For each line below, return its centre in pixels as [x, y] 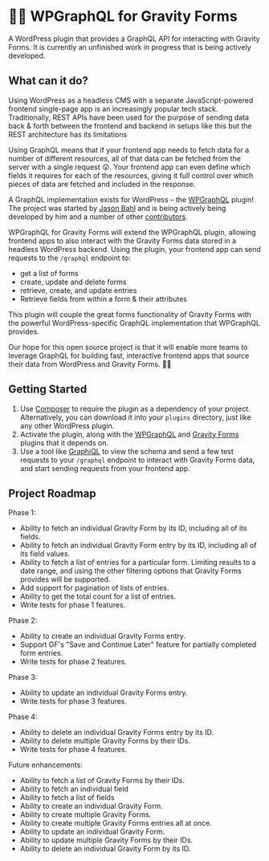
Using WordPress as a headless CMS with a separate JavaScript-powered [131, 100]
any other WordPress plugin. [67, 425]
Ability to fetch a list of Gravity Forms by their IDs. [102, 781]
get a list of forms [49, 273]
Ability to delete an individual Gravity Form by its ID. [105, 849]
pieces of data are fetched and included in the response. [102, 184]
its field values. [45, 554]
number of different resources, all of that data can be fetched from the [124, 158]
